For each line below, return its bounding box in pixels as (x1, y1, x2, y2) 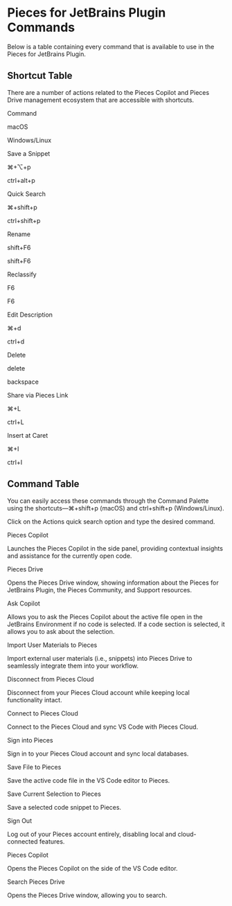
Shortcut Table (7, 70, 73, 82)
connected (7, 837, 38, 846)
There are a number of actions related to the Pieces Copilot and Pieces (7, 88, 210, 96)
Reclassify (7, 270, 37, 278)
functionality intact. (7, 695, 62, 704)
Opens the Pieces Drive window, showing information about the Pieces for (7, 578, 220, 587)
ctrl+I (7, 458, 23, 466)
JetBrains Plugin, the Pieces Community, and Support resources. (7, 585, 193, 594)
